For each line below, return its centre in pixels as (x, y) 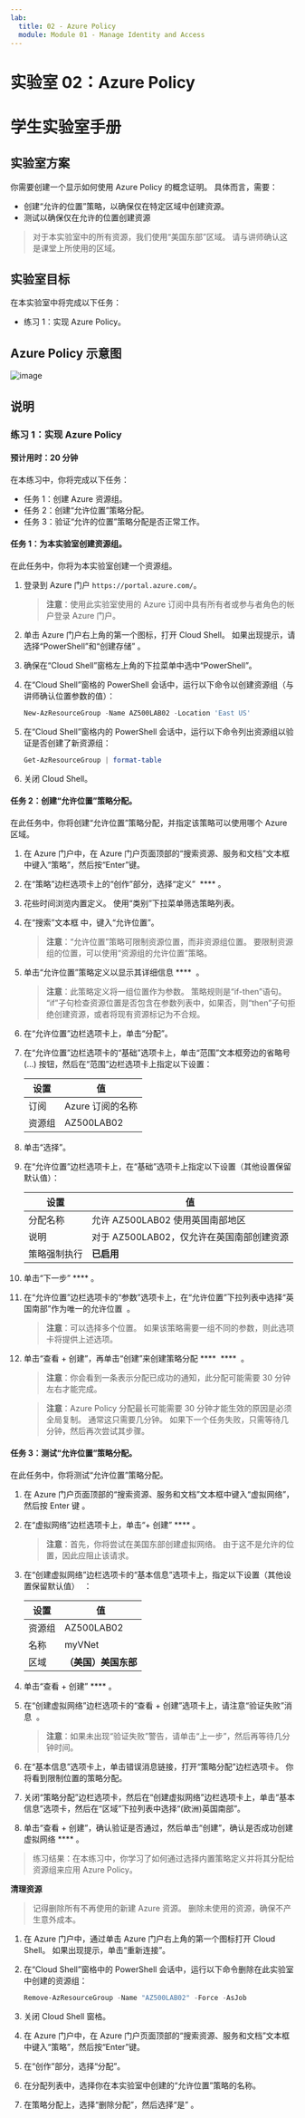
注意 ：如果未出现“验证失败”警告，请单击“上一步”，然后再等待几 (164, 1737)
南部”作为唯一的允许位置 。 (83, 1308)
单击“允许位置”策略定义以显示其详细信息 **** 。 (114, 972)
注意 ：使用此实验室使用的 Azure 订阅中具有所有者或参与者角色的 (167, 604)
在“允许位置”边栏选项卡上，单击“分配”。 (98, 1033)
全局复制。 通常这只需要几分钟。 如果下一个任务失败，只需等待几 (167, 1420)
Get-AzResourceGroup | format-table (92, 760)
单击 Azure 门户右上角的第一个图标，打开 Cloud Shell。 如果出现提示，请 (159, 634)
